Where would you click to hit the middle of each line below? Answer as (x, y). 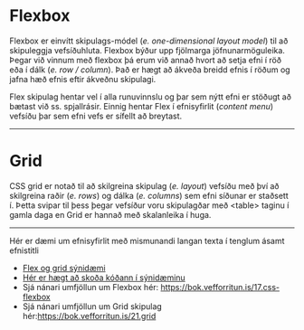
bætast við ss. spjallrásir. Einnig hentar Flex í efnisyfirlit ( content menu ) (142, 106)
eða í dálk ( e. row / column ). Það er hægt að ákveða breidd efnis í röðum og (150, 70)
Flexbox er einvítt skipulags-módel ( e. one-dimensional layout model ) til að (149, 41)
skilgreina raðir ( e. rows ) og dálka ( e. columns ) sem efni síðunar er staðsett (149, 195)
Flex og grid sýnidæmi (64, 268)
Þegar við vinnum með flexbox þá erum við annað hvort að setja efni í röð (146, 60)
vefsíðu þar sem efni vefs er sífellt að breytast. (96, 116)
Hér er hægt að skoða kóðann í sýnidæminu (104, 278)
